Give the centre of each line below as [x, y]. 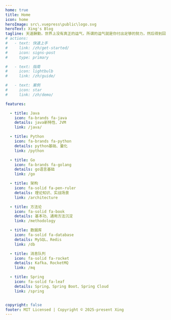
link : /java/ [28, 127]
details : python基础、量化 [41, 146]
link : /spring [29, 291]
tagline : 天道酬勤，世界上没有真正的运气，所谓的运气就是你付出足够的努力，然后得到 [84, 34]
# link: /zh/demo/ [29, 95]
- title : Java [25, 113]
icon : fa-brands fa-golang [43, 165]
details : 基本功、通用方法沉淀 [44, 216]
